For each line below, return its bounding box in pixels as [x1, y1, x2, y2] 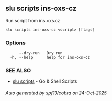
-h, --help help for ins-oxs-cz [10, 55, 91, 60]
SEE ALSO [5, 67, 31, 74]
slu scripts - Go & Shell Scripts [12, 78, 77, 84]
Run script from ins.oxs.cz [5, 17, 60, 23]
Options [5, 39, 26, 46]
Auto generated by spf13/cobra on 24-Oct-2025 [5, 90, 107, 96]
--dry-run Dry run [18, 51, 63, 56]
